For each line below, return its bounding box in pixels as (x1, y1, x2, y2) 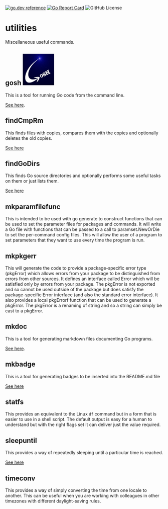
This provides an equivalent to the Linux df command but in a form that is (5, 411, 157, 417)
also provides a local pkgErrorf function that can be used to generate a (5, 297, 151, 303)
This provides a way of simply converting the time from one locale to (5, 487, 147, 493)
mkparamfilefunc (5, 202, 61, 211)
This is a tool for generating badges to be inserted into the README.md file (5, 373, 160, 379)
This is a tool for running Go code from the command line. (5, 92, 125, 98)
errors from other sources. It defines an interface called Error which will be (5, 276, 159, 282)
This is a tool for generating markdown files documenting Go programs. (5, 335, 153, 342)
